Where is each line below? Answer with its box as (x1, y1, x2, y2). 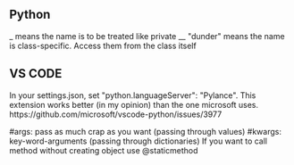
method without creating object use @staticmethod (9, 144, 198, 155)
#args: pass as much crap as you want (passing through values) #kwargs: (9, 126, 281, 136)
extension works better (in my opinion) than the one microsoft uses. (9, 99, 259, 110)
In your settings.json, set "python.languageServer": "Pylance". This (9, 89, 256, 101)
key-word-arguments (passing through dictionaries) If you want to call (9, 136, 268, 146)
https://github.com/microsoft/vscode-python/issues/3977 (9, 109, 223, 120)
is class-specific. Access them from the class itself (9, 40, 197, 51)
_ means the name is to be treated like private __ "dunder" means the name (9, 30, 285, 41)
